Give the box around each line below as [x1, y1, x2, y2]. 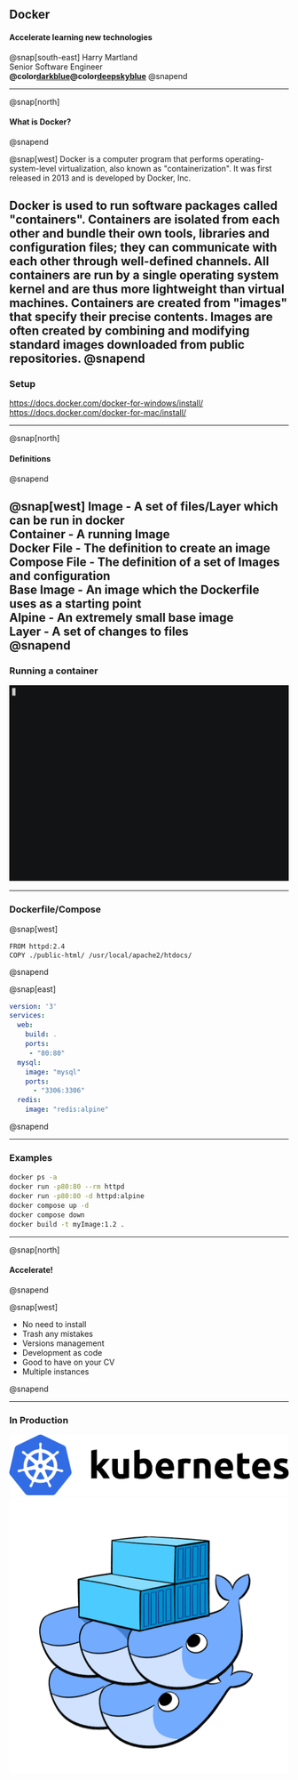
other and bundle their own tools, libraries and [9, 226, 271, 241]
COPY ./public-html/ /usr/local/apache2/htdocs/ [9, 951, 192, 960]
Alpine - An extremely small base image [9, 610, 234, 625]
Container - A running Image [9, 527, 170, 542]
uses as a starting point [9, 596, 142, 612]
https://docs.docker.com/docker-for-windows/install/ [9, 398, 204, 408]
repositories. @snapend [9, 351, 145, 366]
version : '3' [9, 1002, 58, 1011]
